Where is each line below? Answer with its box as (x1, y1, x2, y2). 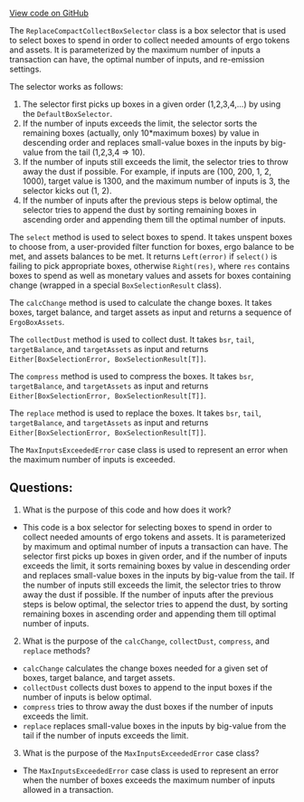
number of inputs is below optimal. (22, 692, 152, 702)
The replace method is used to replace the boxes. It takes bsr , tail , (9, 407, 262, 418)
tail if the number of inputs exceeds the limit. (22, 730, 189, 740)
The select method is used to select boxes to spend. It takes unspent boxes (9, 232, 292, 243)
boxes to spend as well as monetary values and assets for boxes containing (9, 271, 291, 281)
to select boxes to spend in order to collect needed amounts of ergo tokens (9, 35, 290, 45)
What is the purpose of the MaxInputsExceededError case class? (22, 747, 260, 759)
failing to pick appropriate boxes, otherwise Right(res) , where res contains (9, 261, 290, 271)
